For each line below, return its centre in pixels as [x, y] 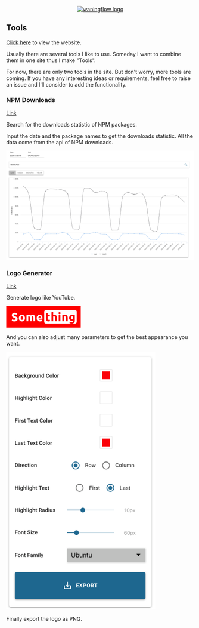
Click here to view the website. [44, 42]
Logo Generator [29, 273]
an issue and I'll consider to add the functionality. [66, 84]
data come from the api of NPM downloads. [60, 143]
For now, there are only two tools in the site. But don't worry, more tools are [99, 72]
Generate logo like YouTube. [41, 298]
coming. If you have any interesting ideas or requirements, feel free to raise [98, 78]
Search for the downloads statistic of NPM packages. [71, 125]
